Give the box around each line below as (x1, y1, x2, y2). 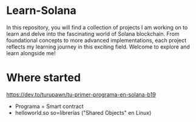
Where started (6, 71, 81, 85)
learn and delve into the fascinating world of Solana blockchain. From (6, 30, 180, 37)
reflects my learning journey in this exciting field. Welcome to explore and (6, 43, 190, 50)
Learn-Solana (6, 4, 77, 18)
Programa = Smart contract (15, 103, 84, 110)
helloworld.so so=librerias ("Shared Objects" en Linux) (15, 109, 152, 116)
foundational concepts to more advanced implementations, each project (6, 36, 187, 44)
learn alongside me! (6, 49, 56, 56)
